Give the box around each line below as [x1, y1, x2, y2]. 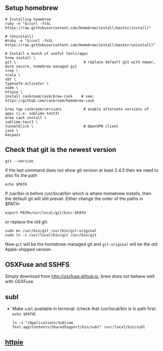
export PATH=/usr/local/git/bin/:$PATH [5, 210, 86, 215]
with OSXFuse [5, 279, 34, 285]
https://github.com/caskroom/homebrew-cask [5, 98, 95, 103]
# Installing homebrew [5, 17, 51, 22]
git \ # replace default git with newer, [5, 60, 156, 65]
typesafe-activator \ [5, 81, 49, 86]
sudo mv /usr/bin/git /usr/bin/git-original [5, 228, 97, 233]
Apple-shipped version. [5, 246, 53, 252]
